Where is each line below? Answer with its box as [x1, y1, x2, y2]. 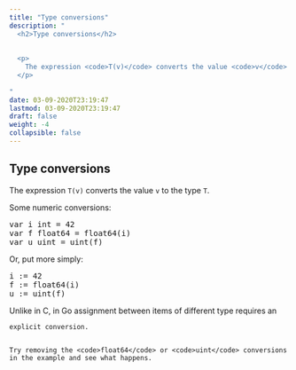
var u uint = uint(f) [9, 237, 104, 247]
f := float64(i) [9, 279, 80, 289]
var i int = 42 [9, 219, 75, 229]
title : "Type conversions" [9, 12, 109, 22]
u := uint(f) [9, 288, 66, 298]
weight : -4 [9, 121, 50, 130]
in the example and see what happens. [9, 353, 152, 362]
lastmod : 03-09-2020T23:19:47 [9, 104, 121, 113]
